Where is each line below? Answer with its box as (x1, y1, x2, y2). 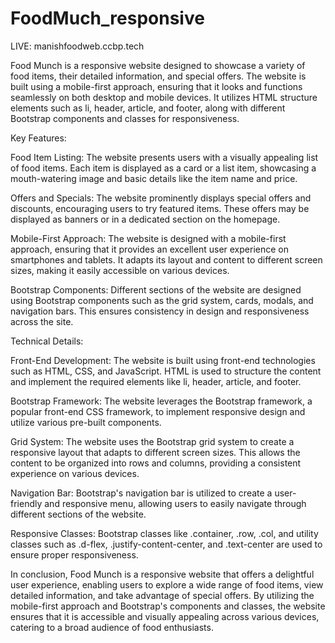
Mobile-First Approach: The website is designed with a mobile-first (10, 232, 287, 244)
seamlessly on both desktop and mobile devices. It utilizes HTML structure (10, 91, 318, 103)
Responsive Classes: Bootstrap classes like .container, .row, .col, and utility (10, 527, 319, 539)
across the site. (10, 315, 74, 327)
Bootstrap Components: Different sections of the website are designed (10, 283, 302, 296)
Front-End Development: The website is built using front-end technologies (10, 354, 316, 366)
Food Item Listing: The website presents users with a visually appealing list (10, 151, 319, 163)
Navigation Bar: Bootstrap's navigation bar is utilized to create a (10, 487, 273, 499)
